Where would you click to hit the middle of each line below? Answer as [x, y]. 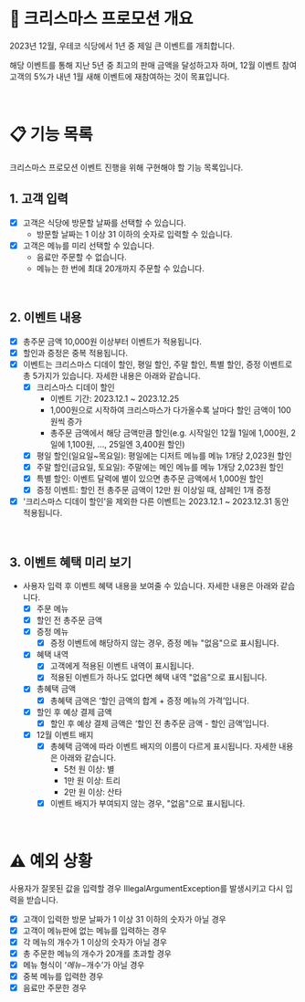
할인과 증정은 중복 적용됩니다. [75, 353]
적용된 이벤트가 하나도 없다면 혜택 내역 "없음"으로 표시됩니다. [158, 678]
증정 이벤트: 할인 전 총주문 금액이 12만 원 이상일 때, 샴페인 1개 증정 [153, 490]
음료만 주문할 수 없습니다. [82, 257]
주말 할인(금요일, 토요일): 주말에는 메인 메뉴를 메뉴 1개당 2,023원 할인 [160, 467]
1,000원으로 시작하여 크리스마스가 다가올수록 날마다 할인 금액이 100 [171, 410]
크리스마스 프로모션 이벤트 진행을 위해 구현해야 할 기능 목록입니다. [126, 167]
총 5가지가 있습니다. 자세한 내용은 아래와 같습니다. [111, 375]
